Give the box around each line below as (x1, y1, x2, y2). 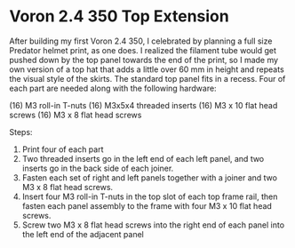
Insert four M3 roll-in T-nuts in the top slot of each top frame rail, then (21, 191, 278, 202)
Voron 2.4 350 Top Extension (9, 6, 229, 27)
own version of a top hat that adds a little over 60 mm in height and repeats (9, 64, 284, 75)
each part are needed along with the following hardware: (9, 83, 217, 93)
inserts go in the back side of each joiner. (21, 163, 174, 173)
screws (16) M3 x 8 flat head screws (9, 109, 142, 120)
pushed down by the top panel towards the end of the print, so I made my (9, 54, 278, 65)
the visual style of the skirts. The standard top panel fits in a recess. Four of (9, 73, 286, 84)
